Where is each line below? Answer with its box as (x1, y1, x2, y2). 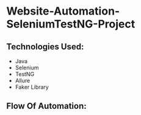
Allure (15, 77, 31, 84)
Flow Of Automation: (6, 101, 87, 111)
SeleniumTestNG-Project (6, 17, 136, 31)
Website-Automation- (6, 4, 120, 18)
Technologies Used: (6, 41, 84, 52)
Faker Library (15, 83, 49, 91)
